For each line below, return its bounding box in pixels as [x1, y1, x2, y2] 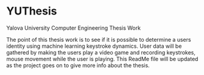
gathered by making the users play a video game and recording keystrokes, [6, 48, 196, 56]
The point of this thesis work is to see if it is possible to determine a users [6, 36, 191, 43]
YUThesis [6, 4, 57, 18]
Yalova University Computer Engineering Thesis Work [6, 24, 141, 31]
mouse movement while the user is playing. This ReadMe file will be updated [6, 55, 199, 62]
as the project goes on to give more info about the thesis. [6, 62, 150, 69]
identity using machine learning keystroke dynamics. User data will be [6, 42, 182, 50]
